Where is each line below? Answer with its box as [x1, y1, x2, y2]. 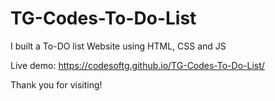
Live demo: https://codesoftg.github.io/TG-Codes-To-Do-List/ [10, 59, 265, 71]
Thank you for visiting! [10, 78, 103, 91]
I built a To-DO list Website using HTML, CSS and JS [10, 40, 227, 52]
